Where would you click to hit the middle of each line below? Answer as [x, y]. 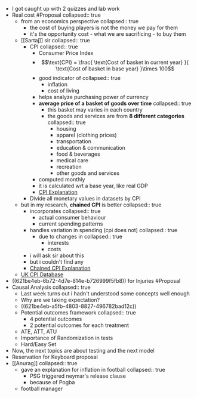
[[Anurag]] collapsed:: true [44, 363]
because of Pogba [52, 382]
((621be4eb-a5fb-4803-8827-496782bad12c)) [79, 306]
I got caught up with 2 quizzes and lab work [66, 9]
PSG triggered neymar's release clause [78, 376]
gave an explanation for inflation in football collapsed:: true [93, 370]
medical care [72, 160]
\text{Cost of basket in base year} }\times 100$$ [115, 69]
